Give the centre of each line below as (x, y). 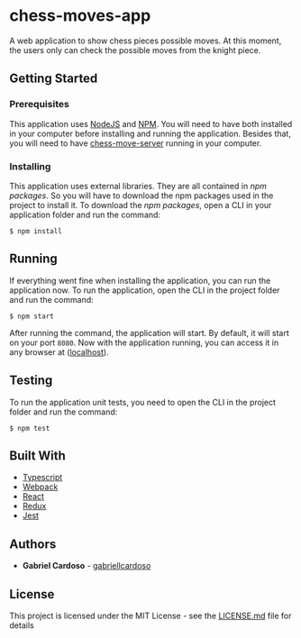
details (22, 625)
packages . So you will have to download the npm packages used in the (141, 196)
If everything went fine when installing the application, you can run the (140, 280)
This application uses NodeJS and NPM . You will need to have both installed (151, 123)
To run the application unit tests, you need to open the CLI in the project (143, 402)
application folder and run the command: (85, 214)
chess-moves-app (80, 16)
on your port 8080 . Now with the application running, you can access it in (144, 342)
